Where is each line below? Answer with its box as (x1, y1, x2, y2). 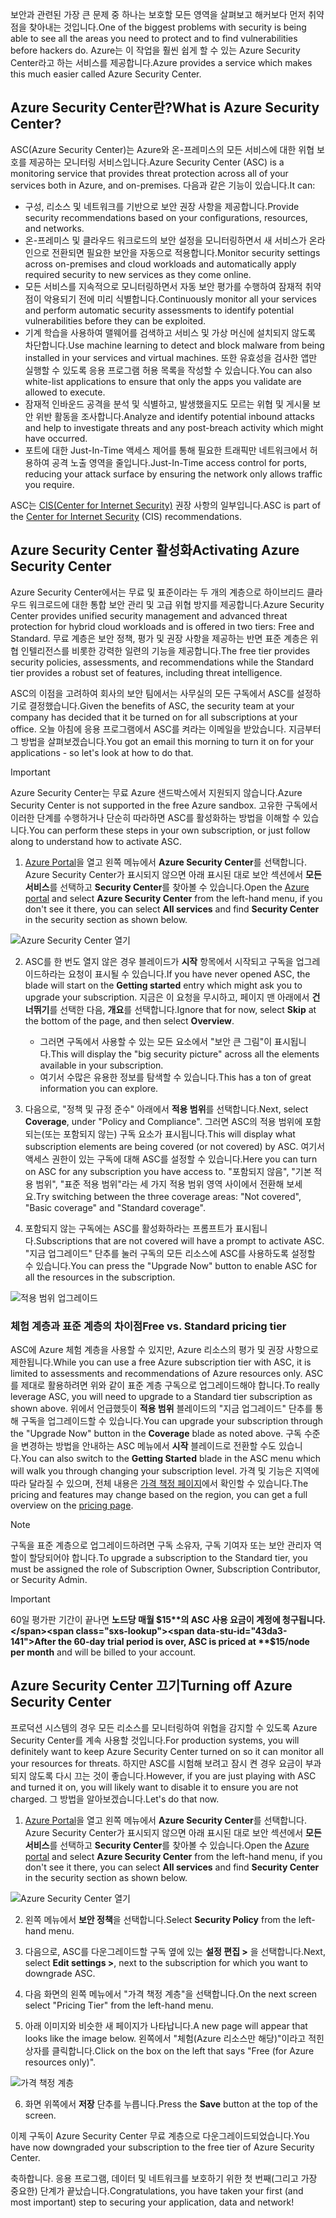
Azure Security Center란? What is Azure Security (10, 99, 320, 117)
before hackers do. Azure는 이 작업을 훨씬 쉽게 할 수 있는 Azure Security (10, 44, 301, 56)
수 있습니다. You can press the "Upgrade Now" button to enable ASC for (24, 1259, 318, 1272)
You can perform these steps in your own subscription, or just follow (28, 824, 311, 836)
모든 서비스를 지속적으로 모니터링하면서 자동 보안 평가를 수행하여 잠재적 (24, 280, 303, 292)
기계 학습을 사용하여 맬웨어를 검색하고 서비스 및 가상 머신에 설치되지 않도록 (24, 326, 317, 338)
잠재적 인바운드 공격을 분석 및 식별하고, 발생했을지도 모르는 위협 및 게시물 (24, 398, 311, 410)
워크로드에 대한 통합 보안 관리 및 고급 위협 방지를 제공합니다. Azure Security (28, 598, 325, 610)
